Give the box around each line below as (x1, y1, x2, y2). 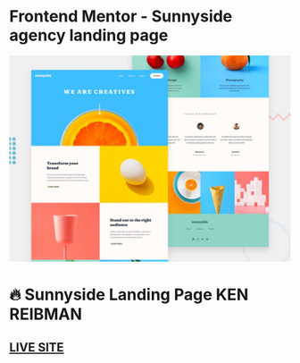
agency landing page (9, 25, 169, 46)
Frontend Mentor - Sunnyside (9, 6, 233, 27)
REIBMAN (9, 304, 83, 325)
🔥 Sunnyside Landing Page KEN (9, 284, 249, 305)
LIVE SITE (9, 340, 64, 355)
